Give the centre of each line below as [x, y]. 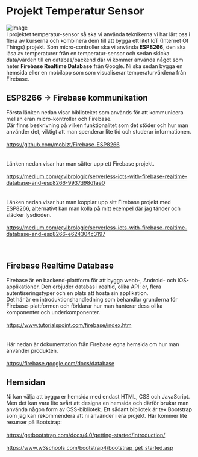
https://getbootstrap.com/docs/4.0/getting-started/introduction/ [86, 435]
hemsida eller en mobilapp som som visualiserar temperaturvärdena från [96, 72]
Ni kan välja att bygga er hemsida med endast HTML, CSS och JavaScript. [98, 397]
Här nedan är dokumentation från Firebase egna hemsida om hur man [93, 344]
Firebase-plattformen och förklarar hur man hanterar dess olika [85, 306]
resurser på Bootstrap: [34, 422]
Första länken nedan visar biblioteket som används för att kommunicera [95, 112]
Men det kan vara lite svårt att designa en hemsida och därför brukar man [97, 403]
